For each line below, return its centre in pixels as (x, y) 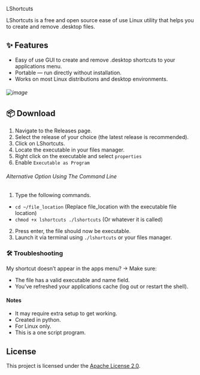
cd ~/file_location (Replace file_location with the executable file (96, 207)
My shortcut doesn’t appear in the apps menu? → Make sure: (81, 268)
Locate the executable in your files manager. (69, 150)
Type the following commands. (53, 195)
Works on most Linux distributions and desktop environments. (91, 79)
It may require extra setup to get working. (66, 313)
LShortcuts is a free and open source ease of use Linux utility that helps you (100, 20)
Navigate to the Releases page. (53, 131)
